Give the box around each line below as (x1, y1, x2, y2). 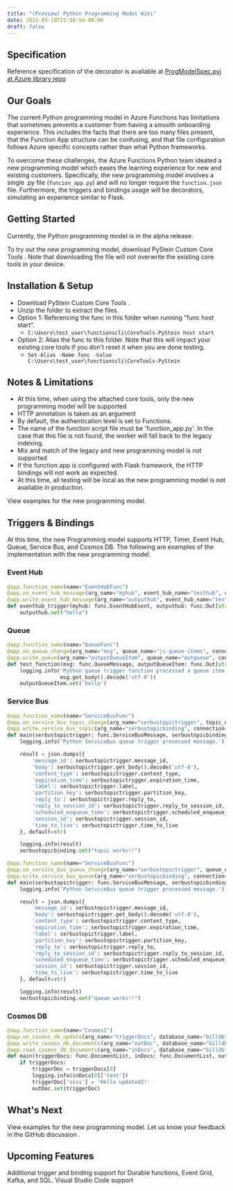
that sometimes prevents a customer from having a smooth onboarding (7, 121, 210, 129)
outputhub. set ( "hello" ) (19, 609, 89, 616)
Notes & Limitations (7, 377, 94, 388)
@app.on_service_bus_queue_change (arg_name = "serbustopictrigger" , (7, 866, 203, 873)
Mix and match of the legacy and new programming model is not (17, 446, 202, 455)
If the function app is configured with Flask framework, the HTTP (17, 461, 203, 470)
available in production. (17, 484, 85, 492)
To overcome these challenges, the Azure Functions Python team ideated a (7, 156, 222, 164)
